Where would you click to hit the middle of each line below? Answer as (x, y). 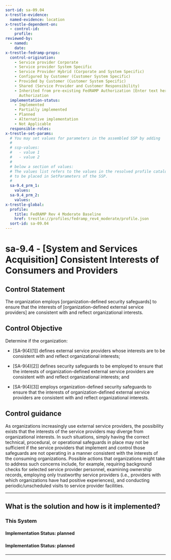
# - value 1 (25, 153)
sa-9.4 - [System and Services (72, 249)
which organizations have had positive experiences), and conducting (78, 480)
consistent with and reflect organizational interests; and (71, 377)
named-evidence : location (37, 19)
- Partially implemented (41, 110)
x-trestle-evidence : (27, 15)
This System (21, 521)
